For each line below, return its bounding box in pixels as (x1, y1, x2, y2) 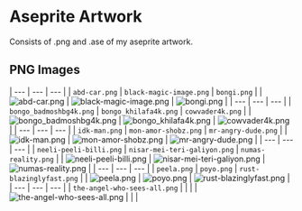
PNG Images (9, 62, 81, 78)
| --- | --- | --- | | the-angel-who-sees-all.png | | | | (9, 182, 198, 193)
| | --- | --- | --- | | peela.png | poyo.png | (88, 162, 238, 173)
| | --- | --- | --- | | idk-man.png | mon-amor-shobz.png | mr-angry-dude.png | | (9, 124, 288, 135)
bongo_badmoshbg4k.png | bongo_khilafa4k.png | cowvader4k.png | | (9, 105, 252, 116)
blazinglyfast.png (9, 174, 78, 183)
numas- (240, 145, 266, 154)
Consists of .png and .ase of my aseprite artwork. (9, 36, 194, 47)
